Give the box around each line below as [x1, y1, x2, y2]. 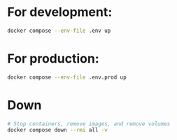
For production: [7, 51, 99, 66]
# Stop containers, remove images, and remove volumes [7, 120, 171, 127]
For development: [7, 4, 113, 20]
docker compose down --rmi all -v [7, 127, 108, 134]
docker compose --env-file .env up [7, 27, 111, 34]
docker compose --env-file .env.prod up [7, 74, 127, 81]
